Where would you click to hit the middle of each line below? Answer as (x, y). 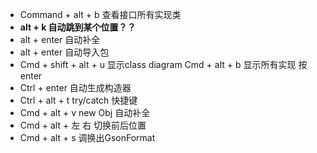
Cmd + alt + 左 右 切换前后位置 (83, 125)
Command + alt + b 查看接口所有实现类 (100, 14)
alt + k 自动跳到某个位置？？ (78, 27)
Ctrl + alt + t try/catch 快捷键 (78, 100)
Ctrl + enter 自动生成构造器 (75, 87)
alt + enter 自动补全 (60, 39)
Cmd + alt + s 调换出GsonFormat (87, 137)
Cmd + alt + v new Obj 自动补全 (85, 112)
